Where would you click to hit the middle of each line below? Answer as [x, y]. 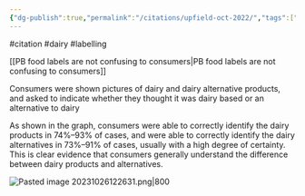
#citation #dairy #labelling [58, 44]
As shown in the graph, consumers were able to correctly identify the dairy [149, 125]
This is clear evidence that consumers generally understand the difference [149, 154]
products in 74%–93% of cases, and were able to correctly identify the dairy [152, 135]
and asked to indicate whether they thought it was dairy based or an [137, 98]
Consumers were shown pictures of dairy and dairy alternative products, [145, 88]
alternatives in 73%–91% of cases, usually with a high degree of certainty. [148, 144]
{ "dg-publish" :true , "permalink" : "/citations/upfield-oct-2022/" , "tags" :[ [152, 18]
